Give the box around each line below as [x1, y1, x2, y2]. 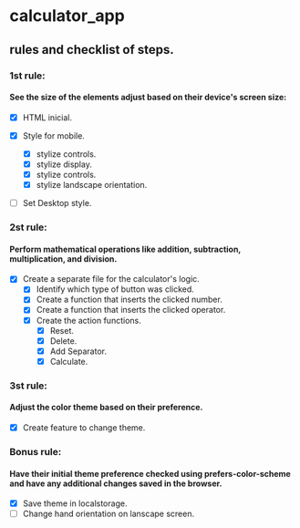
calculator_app [9, 5, 125, 26]
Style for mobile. [22, 129, 85, 141]
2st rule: [9, 221, 47, 233]
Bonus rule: [9, 445, 62, 458]
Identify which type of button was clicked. [36, 284, 194, 295]
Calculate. [49, 356, 88, 367]
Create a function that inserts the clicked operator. [36, 305, 226, 316]
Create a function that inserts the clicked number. [36, 294, 223, 305]
